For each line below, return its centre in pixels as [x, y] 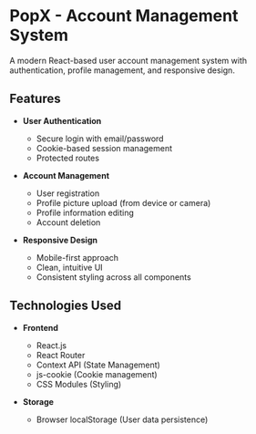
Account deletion [68, 222]
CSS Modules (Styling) [79, 384]
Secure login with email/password [100, 139]
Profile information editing [85, 212]
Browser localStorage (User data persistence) [122, 419]
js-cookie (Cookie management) [97, 374]
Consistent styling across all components [113, 277]
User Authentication [62, 120]
